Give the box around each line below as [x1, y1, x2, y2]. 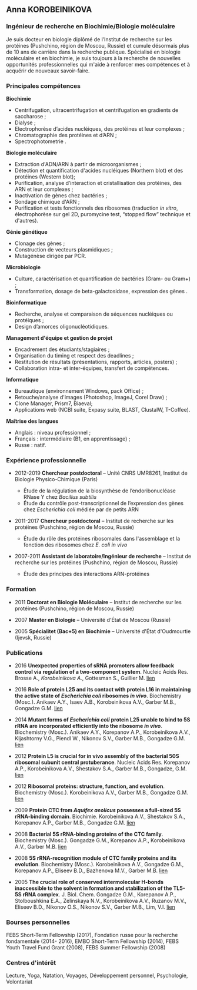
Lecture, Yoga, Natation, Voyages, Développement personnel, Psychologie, [6, 972, 188, 979]
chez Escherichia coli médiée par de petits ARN [23, 506, 139, 513]
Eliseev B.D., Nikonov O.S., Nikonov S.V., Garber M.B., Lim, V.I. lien [14, 903, 175, 910]
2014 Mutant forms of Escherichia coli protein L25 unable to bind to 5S [14, 716, 191, 723]
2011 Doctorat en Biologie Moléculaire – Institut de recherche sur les [14, 598, 182, 605]
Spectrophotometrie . [14, 138, 66, 145]
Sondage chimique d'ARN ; [14, 198, 80, 205]
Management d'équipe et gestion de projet [6, 334, 113, 341]
